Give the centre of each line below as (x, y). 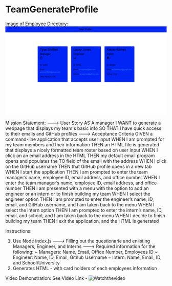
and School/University (36, 263)
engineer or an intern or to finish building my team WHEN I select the (78, 194)
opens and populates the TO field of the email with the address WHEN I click (86, 161)
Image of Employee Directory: (37, 24)
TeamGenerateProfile (52, 9)
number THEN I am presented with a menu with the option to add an (77, 188)
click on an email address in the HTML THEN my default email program (80, 156)
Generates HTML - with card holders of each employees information (85, 269)
